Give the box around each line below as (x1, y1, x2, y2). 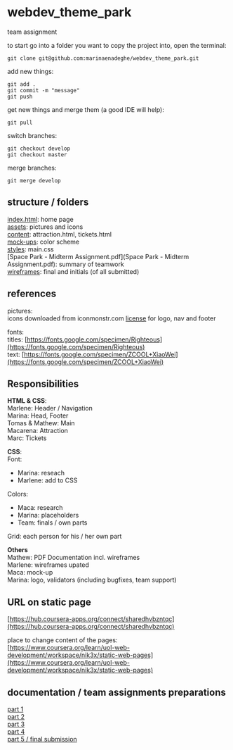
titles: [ (7, 335, 27, 344)
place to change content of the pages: (7, 636, 118, 644)
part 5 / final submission (7, 735, 77, 743)
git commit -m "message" (7, 87, 80, 94)
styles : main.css (7, 244, 54, 254)
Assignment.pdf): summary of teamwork (7, 260, 124, 268)
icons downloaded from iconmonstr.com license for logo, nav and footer (7, 314, 216, 323)
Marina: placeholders (17, 511, 79, 520)
